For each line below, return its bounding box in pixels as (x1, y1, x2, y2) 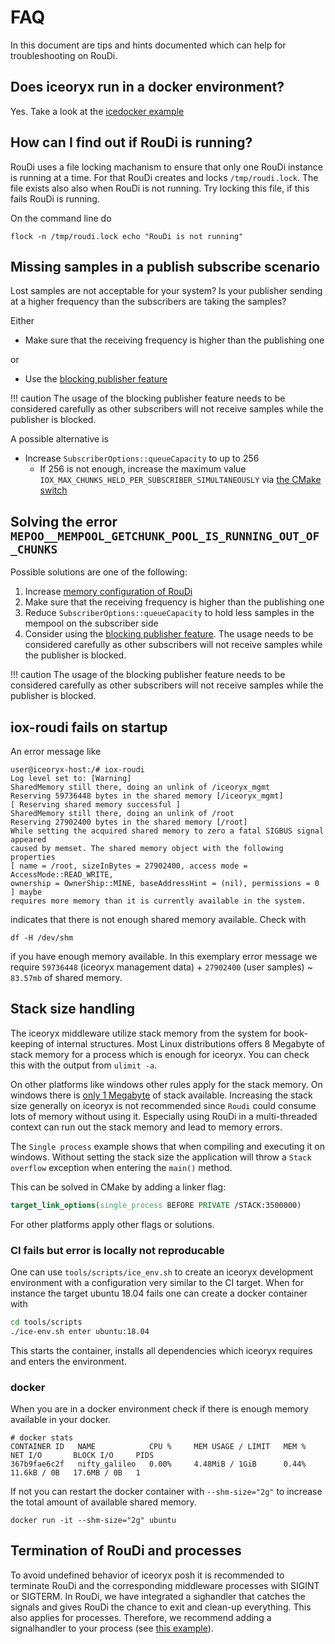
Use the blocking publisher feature (24, 373, 168, 385)
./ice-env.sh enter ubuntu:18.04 (10, 1326, 150, 1336)
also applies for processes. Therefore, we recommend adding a (10, 1611, 272, 1623)
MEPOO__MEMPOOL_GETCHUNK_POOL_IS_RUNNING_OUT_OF (10, 529, 320, 543)
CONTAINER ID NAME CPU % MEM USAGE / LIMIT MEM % (10, 1442, 307, 1452)
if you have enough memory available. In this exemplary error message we (10, 951, 318, 962)
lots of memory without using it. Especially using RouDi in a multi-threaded (10, 1110, 318, 1122)
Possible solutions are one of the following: (10, 566, 188, 578)
